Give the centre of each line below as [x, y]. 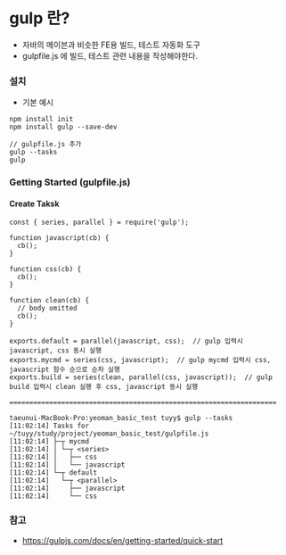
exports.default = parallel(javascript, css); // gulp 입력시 [126, 341]
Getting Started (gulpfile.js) [70, 182]
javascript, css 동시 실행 [56, 351]
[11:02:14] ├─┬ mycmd [49, 442]
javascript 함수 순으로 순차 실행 [65, 370]
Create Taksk [34, 203]
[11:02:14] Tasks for [49, 426]
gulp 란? [40, 18]
